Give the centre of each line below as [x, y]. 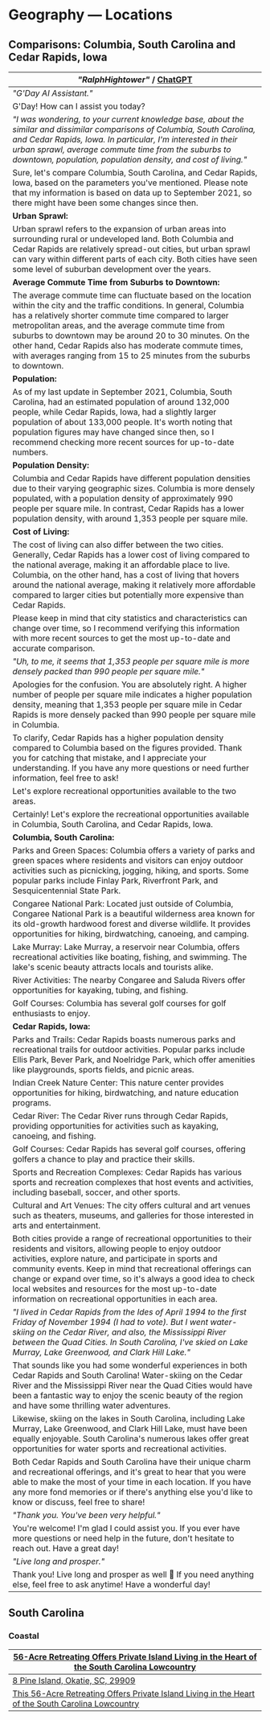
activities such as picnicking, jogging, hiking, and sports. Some [131, 870]
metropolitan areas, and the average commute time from [119, 325]
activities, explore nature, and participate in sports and [115, 1259]
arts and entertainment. [57, 1226]
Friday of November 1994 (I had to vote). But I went [110, 1322]
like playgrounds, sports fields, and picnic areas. [103, 1070]
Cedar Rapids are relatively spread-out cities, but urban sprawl [131, 249]
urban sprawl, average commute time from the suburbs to [122, 149]
